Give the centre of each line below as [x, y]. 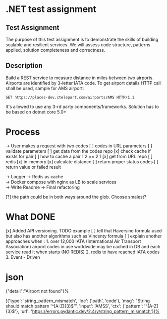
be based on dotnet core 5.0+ [36, 112]
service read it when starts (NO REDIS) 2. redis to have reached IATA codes [83, 252]
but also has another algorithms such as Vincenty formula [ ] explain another [84, 236]
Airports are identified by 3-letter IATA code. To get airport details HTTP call [83, 83]
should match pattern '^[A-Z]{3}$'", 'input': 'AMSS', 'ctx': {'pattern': [74, 306]
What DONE [30, 217]
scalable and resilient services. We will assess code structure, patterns [78, 45]
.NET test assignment [51, 9]
